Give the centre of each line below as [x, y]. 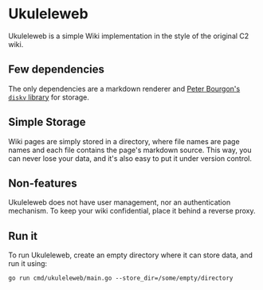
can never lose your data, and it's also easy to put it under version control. [130, 158]
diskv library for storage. [49, 97]
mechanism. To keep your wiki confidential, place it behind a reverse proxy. [132, 211]
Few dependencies [57, 70]
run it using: [28, 264]
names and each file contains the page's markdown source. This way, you [130, 150]
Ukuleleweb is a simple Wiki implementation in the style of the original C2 [129, 36]
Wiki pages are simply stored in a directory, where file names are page [124, 141]
